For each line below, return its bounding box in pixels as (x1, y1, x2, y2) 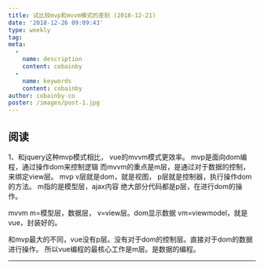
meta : (8, 41, 26, 49)
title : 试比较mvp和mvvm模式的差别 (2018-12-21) (8, 11, 156, 20)
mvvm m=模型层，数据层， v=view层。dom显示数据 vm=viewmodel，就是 (8, 208, 248, 217)
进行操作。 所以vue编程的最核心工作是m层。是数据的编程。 (8, 244, 200, 253)
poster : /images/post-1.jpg (8, 99, 101, 107)
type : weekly (8, 26, 51, 34)
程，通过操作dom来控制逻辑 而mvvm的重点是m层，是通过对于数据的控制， (8, 162, 250, 171)
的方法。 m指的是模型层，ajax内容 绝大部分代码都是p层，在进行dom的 (8, 181, 236, 191)
